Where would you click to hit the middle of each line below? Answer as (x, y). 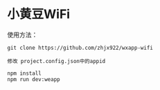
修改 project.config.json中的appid (56, 61)
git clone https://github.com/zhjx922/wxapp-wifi (80, 48)
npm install (24, 73)
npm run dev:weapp (34, 79)
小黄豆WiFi (39, 14)
